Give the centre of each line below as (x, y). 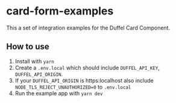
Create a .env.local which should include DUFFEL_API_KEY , (87, 67)
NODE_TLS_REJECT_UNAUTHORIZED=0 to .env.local (73, 87)
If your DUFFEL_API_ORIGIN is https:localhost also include (84, 80)
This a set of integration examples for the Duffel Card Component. (88, 28)
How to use (28, 47)
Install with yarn (34, 61)
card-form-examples (60, 11)
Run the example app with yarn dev (59, 93)
